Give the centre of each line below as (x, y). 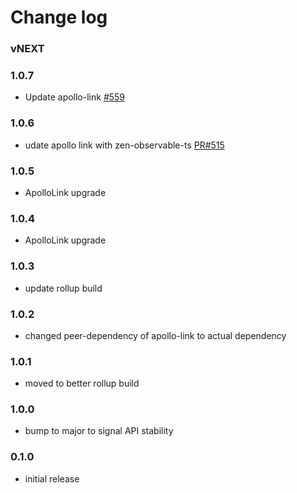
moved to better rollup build (82, 383)
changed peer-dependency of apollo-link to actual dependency (155, 335)
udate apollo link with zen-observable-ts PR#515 (124, 145)
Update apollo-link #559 (75, 97)
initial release (52, 478)
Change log (59, 17)
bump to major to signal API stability (99, 431)
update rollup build (63, 288)
